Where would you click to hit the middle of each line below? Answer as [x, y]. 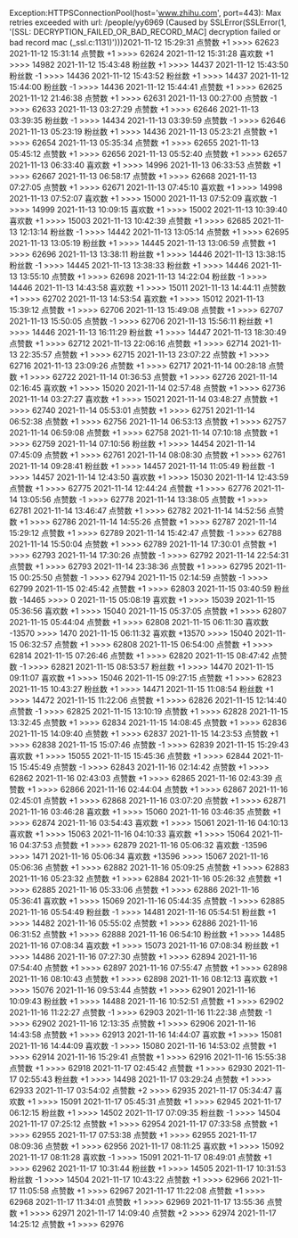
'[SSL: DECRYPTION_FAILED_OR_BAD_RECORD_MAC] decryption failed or [145, 32]
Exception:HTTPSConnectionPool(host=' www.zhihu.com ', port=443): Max [145, 13]
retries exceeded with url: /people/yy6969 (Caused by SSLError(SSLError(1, [148, 22]
